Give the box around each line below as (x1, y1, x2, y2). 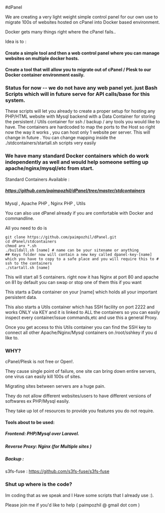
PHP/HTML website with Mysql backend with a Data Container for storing (5, 113, 156, 119)
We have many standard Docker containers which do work (5, 152, 149, 159)
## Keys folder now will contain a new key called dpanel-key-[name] (5, 252, 153, 257)
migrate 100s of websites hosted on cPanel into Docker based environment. (5, 19, 160, 25)
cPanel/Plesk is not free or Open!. (5, 359, 74, 365)
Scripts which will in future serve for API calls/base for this (5, 91, 150, 98)
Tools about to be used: (5, 419, 55, 425)
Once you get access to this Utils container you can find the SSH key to (5, 324, 152, 330)
